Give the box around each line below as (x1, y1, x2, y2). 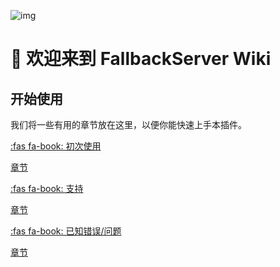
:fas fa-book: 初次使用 (10, 140, 102, 152)
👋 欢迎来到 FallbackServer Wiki (10, 48, 272, 70)
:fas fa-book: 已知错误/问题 (10, 225, 122, 237)
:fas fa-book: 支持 (10, 183, 84, 194)
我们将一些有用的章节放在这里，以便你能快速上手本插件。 (10, 119, 247, 130)
